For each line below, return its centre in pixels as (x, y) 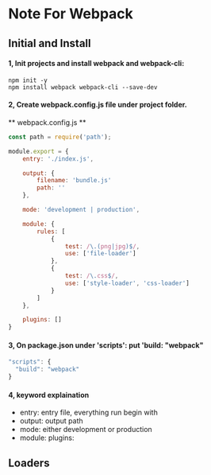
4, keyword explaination (49, 395)
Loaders (29, 463)
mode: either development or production (86, 430)
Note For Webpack (71, 14)
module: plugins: (47, 438)
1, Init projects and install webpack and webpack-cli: (96, 64)
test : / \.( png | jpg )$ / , (102, 246)
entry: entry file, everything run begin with (89, 413)
